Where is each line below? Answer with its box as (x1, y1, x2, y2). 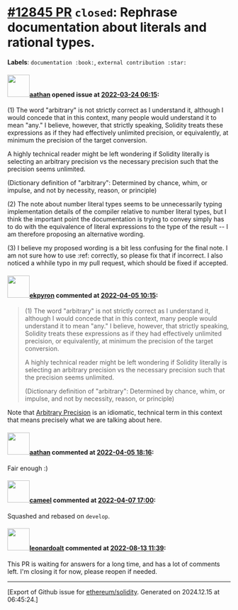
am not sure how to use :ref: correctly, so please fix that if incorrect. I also (7, 251, 223, 260)
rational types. (7, 35, 96, 50)
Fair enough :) (7, 464, 48, 472)
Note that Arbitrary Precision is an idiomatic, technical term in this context (7, 409, 223, 417)
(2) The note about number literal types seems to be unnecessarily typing (7, 200, 222, 209)
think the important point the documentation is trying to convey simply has (7, 215, 225, 223)
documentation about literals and (7, 19, 207, 35)
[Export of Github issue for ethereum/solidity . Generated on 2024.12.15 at (7, 587, 220, 596)
